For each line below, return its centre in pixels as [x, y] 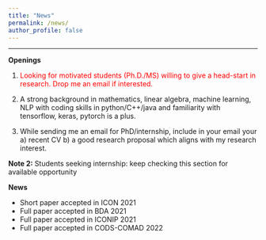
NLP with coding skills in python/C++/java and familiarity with [120, 108]
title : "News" [32, 15]
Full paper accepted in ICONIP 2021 [78, 219]
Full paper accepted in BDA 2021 [73, 211]
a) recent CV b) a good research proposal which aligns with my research [138, 140]
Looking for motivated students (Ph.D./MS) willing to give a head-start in [137, 75]
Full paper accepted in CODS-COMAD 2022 [91, 228]
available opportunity [43, 172]
